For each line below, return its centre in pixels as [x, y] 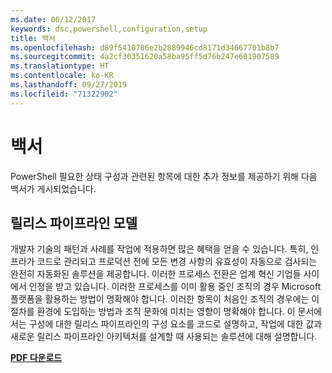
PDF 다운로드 [36, 358]
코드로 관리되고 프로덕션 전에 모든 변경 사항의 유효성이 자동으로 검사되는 [177, 262]
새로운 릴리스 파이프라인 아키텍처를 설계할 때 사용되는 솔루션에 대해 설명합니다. [164, 337]
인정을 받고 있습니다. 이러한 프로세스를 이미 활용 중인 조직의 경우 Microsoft [175, 287]
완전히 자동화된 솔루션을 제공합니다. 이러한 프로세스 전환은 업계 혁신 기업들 [156, 274]
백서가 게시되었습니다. [53, 188]
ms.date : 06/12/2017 [53, 19]
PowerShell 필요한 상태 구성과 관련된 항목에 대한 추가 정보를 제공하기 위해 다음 [164, 176]
